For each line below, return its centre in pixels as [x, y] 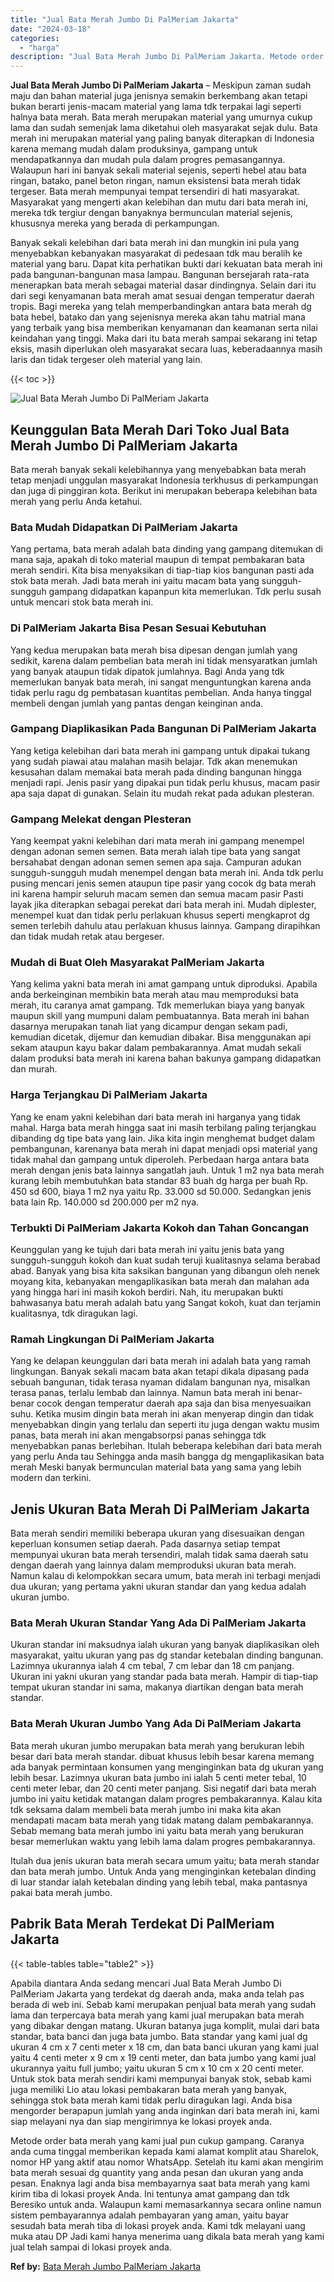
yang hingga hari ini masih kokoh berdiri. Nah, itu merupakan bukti [147, 1292]
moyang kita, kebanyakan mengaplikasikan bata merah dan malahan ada [160, 1282]
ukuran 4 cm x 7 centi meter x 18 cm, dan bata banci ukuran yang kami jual [164, 2047]
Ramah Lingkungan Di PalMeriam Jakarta [112, 1339]
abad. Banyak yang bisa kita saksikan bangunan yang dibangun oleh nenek [165, 1271]
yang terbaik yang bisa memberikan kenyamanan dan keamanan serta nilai [164, 328]
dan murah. [34, 1069]
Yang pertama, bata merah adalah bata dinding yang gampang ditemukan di [166, 549]
